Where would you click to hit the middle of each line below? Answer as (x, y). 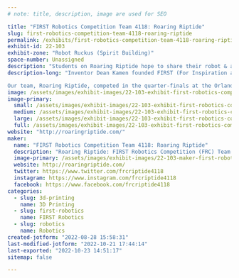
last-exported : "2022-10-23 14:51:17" (65, 250)
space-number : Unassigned (46, 60)
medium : (25, 112)
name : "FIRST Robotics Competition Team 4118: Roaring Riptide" (111, 145)
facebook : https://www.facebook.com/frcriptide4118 (92, 184)
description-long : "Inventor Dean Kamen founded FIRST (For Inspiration (117, 73)
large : (23, 119)
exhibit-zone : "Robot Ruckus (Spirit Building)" (81, 53)
